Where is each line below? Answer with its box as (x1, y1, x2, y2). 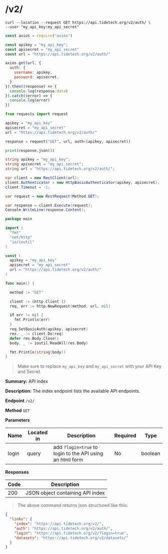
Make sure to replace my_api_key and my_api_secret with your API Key (17, 363, 161, 369)
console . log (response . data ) (9, 89, 68, 94)
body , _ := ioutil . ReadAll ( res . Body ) (9, 341, 88, 346)
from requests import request (5, 112, 68, 117)
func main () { (5, 281, 35, 286)
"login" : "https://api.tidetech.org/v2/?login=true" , (14, 530, 128, 535)
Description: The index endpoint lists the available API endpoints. (5, 388, 140, 394)
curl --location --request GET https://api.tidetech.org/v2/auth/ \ (5, 20, 151, 25)
